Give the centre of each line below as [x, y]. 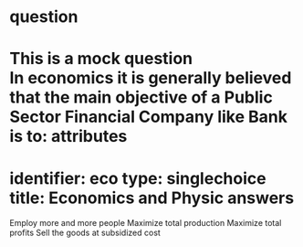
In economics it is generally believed [151, 78]
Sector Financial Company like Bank [148, 117]
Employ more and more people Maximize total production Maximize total [146, 223]
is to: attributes [68, 137]
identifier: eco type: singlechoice [138, 178]
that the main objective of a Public [141, 97]
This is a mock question [101, 59]
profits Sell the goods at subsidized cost [85, 233]
